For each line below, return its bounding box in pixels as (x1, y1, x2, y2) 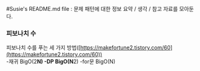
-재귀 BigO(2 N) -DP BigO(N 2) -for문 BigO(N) (6, 58, 116, 65)
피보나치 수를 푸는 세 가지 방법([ (6, 44, 81, 51)
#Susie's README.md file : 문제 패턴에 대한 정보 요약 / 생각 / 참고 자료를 (6, 5, 178, 12)
